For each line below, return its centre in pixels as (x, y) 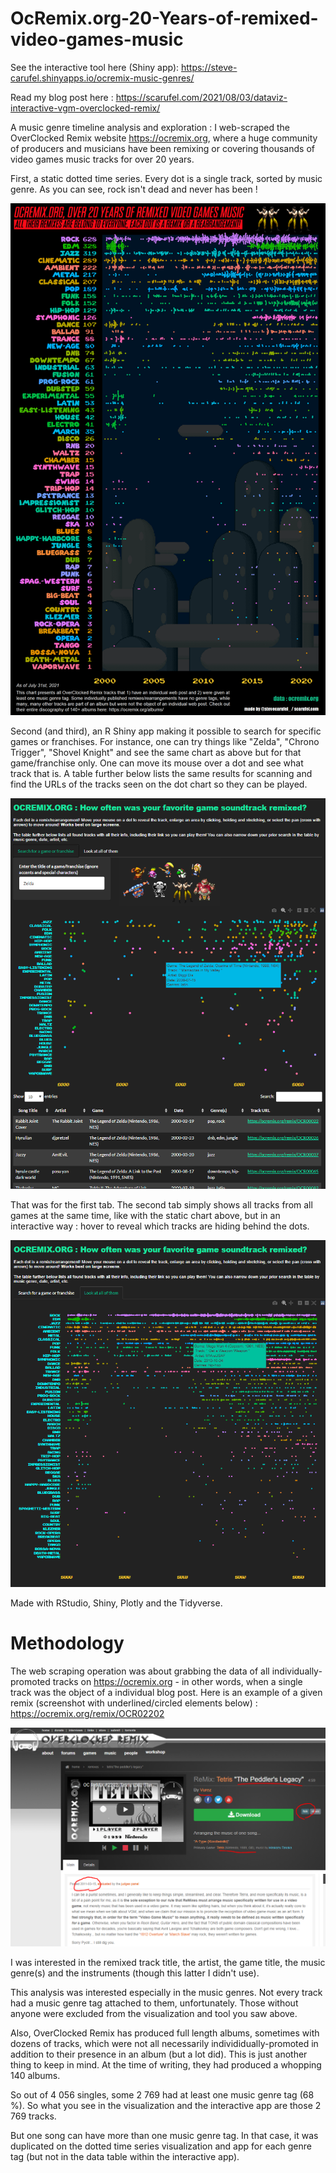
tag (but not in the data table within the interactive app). (125, 2156)
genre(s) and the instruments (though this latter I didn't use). (135, 1973)
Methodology (67, 1643)
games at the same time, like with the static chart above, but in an (145, 1215)
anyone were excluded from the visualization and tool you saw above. (154, 2013)
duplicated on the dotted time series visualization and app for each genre (161, 2146)
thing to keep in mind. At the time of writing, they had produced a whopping (166, 2064)
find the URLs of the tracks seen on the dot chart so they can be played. (159, 784)
